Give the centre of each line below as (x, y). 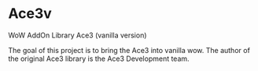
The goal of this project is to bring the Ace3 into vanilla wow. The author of (129, 50)
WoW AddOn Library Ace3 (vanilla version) (77, 35)
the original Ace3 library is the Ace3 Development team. (99, 59)
